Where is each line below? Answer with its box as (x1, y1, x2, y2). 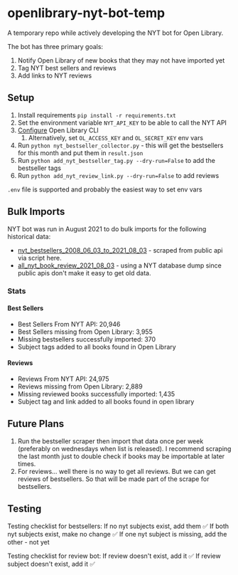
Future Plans (7, 418, 65, 430)
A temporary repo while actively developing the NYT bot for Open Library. (7, 28, 224, 37)
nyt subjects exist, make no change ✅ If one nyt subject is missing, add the (7, 529, 227, 538)
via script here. (17, 253, 62, 262)
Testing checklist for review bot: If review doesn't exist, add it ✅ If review (7, 552, 222, 560)
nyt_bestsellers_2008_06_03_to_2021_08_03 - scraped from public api (17, 246, 223, 254)
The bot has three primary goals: (7, 42, 104, 51)
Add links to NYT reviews (17, 71, 92, 80)
